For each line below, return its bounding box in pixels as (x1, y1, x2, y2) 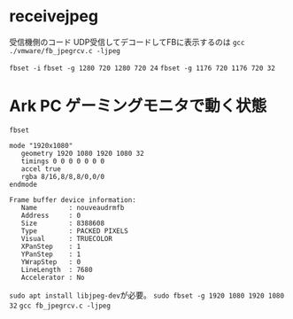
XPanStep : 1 (20, 242, 81, 251)
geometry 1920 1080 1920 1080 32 (20, 149, 144, 158)
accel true (20, 164, 62, 174)
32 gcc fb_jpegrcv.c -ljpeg (9, 301, 111, 310)
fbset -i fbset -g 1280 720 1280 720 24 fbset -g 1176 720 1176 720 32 (9, 64, 276, 73)
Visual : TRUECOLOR (20, 234, 113, 243)
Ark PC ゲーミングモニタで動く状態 (9, 96, 267, 116)
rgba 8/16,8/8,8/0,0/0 (20, 172, 104, 181)
